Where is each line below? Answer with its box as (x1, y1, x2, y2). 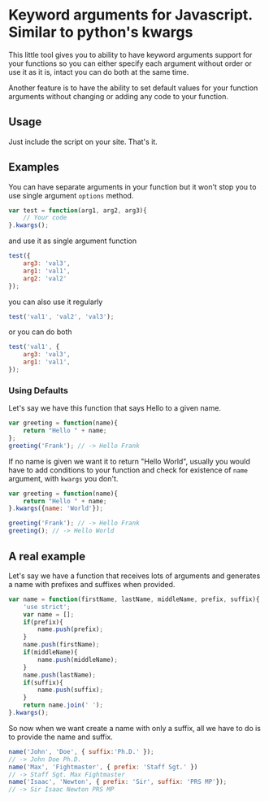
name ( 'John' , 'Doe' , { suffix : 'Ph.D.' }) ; (8, 747, 154, 755)
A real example (8, 549, 86, 563)
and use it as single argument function (8, 236, 137, 246)
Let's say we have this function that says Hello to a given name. (8, 403, 222, 413)
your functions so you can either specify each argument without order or (8, 59, 252, 68)
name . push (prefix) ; (37, 625, 104, 633)
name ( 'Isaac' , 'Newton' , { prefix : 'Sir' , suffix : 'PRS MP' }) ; (8, 778, 228, 786)
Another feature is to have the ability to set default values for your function (8, 83, 258, 93)
